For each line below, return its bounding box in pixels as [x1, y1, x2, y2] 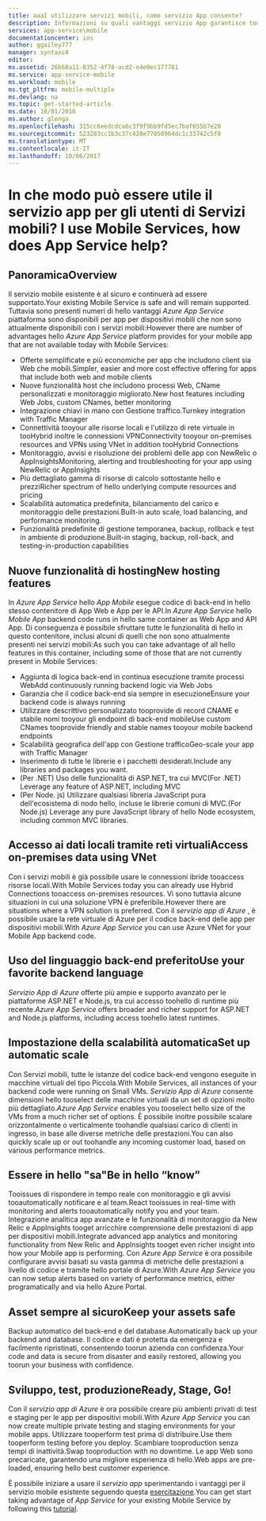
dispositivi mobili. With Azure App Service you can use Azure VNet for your [8, 922, 252, 932]
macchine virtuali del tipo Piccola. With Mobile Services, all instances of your [8, 1078, 257, 1087]
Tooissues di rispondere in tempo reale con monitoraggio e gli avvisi [8, 1189, 231, 1199]
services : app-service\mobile [8, 26, 108, 34]
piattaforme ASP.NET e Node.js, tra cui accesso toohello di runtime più [8, 996, 239, 1006]
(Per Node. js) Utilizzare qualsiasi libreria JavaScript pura [19, 790, 207, 800]
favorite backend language [8, 967, 144, 980]
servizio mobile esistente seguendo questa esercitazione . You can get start [8, 1487, 252, 1496]
